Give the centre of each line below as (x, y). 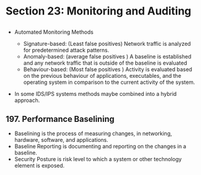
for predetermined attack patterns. (66, 50)
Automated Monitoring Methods (54, 32)
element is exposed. (39, 166)
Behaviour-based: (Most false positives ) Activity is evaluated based (108, 69)
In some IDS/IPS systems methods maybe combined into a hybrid (95, 94)
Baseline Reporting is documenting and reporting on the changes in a (100, 147)
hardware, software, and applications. (61, 140)
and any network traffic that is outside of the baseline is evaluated (105, 63)
